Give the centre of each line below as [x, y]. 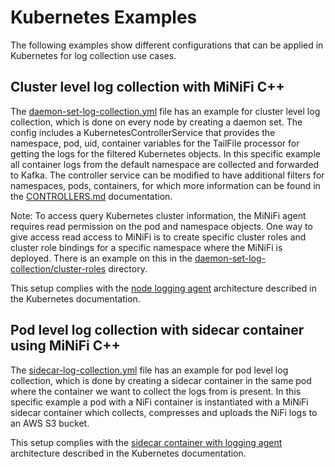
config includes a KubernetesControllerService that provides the [143, 132]
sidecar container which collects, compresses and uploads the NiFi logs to [164, 412]
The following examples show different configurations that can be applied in [167, 45]
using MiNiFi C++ [65, 346]
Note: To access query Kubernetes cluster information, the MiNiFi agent [158, 215]
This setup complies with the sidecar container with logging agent [146, 442]
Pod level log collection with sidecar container [157, 330]
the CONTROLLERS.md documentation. [91, 196]
